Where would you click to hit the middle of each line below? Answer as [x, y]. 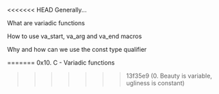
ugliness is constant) [155, 83]
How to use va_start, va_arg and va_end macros [75, 36]
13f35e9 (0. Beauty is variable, [169, 76]
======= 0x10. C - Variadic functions [61, 63]
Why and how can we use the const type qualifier [77, 49]
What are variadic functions [46, 23]
